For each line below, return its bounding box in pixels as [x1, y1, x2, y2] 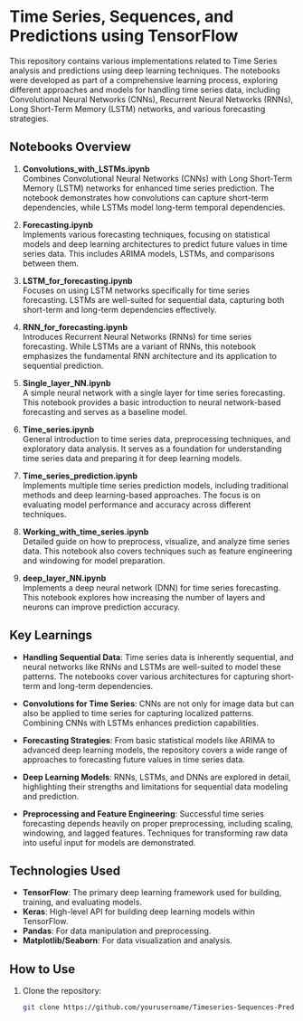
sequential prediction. [22, 360, 104, 371]
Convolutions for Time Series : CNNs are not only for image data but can [22, 698, 295, 709]
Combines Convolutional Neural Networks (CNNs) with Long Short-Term [22, 173, 292, 184]
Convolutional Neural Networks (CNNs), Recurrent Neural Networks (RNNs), [9, 93, 294, 105]
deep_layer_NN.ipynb [22, 572, 107, 583]
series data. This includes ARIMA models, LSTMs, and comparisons [22, 248, 275, 259]
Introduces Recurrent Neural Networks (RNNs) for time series [22, 331, 252, 342]
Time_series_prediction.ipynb [22, 470, 138, 481]
